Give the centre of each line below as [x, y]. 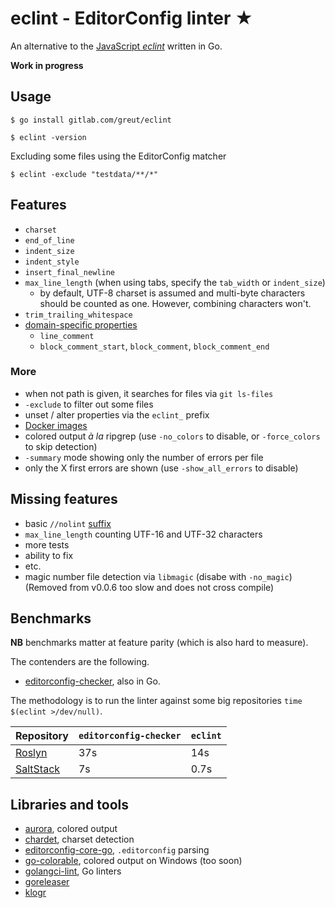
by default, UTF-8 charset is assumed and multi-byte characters [172, 293]
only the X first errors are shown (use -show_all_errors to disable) [161, 468]
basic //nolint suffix [68, 523]
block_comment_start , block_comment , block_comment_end [154, 346]
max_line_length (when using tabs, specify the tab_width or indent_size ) [175, 282]
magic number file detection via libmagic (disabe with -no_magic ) [158, 576]
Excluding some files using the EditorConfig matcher [118, 156]
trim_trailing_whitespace [78, 315]
